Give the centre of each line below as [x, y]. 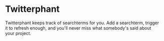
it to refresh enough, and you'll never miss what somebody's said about [78, 28]
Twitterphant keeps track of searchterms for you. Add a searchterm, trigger [82, 23]
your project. [18, 33]
